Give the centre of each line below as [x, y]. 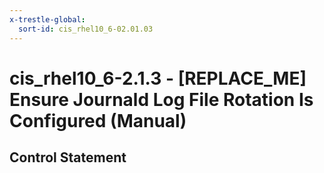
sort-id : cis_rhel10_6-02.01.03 [86, 29]
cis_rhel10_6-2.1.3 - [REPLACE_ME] [158, 78]
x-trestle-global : [47, 19]
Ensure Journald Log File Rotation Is [161, 99]
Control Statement [68, 157]
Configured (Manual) [98, 120]
